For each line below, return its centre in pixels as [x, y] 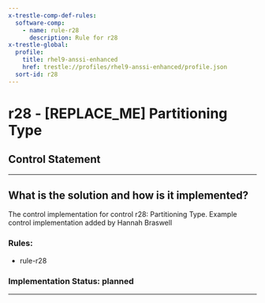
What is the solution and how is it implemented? [128, 196]
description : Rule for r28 [73, 38]
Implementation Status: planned [71, 281]
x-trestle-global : [38, 45]
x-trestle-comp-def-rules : [52, 15]
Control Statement [54, 159]
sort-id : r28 [37, 74]
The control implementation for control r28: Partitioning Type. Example [123, 214]
